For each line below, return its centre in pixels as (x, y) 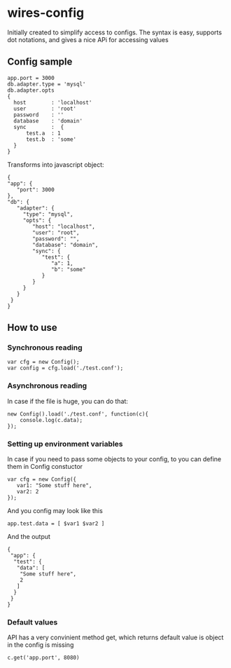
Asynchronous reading (47, 386)
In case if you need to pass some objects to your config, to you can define (114, 459)
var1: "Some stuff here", (54, 486)
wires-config (46, 13)
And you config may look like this (55, 511)
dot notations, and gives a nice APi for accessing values (88, 39)
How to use (32, 328)
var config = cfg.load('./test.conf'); (65, 368)
